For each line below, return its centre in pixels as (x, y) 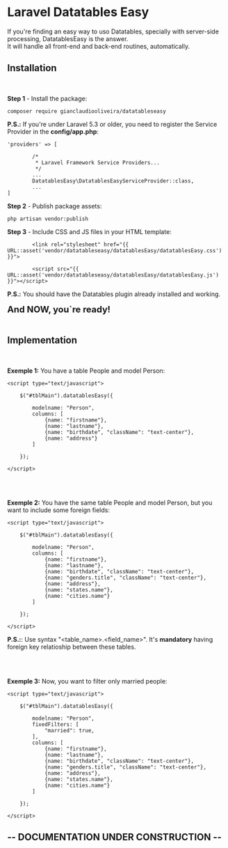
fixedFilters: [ (56, 724)
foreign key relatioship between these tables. (72, 647)
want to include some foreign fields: (58, 510)
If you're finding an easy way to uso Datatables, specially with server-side (113, 31)
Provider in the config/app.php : (53, 131)
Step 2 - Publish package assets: (55, 206)
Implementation (42, 340)
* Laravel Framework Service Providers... (97, 162)
